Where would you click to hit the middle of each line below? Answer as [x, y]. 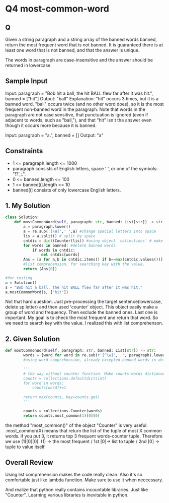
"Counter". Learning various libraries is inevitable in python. [67, 495]
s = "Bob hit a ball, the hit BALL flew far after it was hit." [74, 287]
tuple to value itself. [26, 447]
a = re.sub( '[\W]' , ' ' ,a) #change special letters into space [90, 232]
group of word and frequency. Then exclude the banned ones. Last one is [81, 312]
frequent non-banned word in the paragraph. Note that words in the [75, 109]
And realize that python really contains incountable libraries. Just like [77, 490]
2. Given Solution [33, 339]
